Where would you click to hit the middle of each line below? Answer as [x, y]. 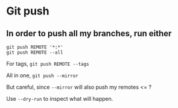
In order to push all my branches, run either [89, 33]
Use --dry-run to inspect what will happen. [60, 99]
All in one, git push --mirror [42, 75]
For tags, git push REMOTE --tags [48, 64]
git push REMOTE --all [35, 52]
